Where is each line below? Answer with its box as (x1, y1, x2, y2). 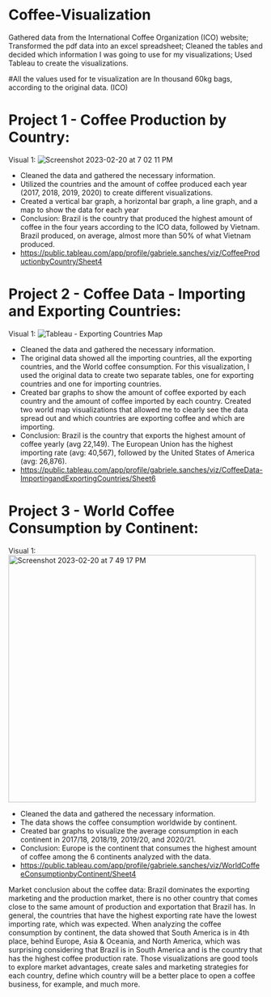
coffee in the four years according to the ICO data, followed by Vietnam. (19, 222, 260, 231)
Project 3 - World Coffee (8, 502, 176, 520)
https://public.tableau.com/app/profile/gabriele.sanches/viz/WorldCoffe (19, 860, 260, 870)
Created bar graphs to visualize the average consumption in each (19, 825, 239, 835)
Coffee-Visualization (8, 6, 151, 24)
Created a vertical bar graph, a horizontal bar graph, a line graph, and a (19, 196, 258, 206)
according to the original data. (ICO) (8, 83, 129, 92)
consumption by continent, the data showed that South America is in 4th (8, 927, 249, 937)
